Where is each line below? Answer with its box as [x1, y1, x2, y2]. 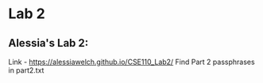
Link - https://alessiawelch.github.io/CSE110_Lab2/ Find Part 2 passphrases [8, 57, 256, 66]
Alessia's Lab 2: [8, 36, 89, 50]
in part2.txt [8, 66, 44, 75]
